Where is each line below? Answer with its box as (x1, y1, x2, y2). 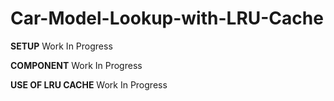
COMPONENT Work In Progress (10, 59, 143, 71)
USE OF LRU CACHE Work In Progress (10, 78, 168, 91)
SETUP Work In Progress (10, 40, 113, 52)
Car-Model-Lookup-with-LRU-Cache (10, 7, 324, 30)
